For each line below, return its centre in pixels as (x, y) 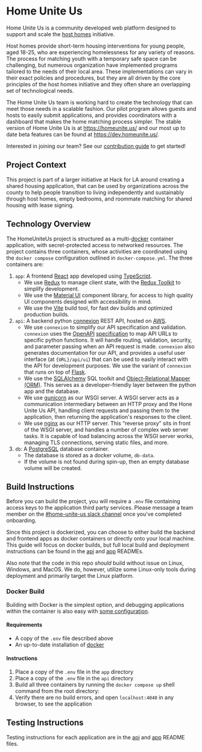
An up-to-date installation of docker (59, 644)
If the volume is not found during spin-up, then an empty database (106, 462)
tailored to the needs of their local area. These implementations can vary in (99, 71)
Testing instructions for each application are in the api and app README (96, 737)
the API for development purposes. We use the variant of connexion (108, 365)
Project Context (36, 165)
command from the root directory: (57, 691)
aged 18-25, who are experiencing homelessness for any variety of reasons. (101, 52)
